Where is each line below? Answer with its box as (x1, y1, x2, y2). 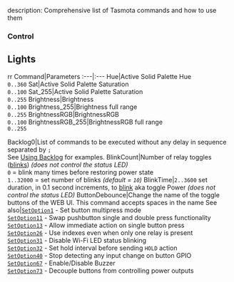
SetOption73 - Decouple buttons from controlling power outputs (7, 266, 194, 275)
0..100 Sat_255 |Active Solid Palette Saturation (7, 87, 143, 95)
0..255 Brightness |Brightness (7, 95, 94, 103)
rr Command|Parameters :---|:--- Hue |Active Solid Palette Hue (7, 72, 191, 80)
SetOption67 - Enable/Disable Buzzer (7, 258, 116, 267)
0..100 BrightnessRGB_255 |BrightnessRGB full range (7, 117, 163, 126)
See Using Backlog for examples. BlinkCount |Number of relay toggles (7, 152, 212, 161)
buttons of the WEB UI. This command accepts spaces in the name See (7, 198, 218, 207)
